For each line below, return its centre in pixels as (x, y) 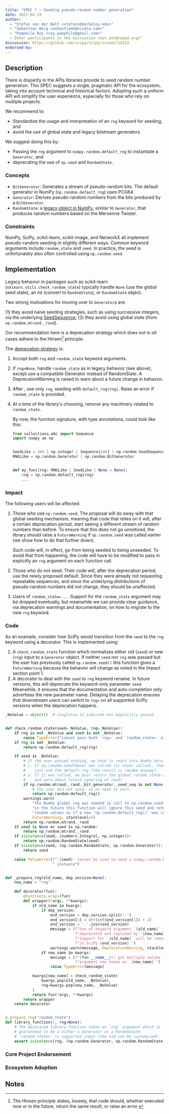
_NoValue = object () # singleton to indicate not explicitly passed (80, 715)
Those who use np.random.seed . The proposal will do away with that (83, 513)
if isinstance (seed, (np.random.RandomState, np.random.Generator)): (89, 846)
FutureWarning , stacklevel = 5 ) (64, 817)
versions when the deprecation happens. (55, 705)
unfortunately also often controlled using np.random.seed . (64, 254)
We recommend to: (25, 111)
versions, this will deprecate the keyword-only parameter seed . (77, 684)
